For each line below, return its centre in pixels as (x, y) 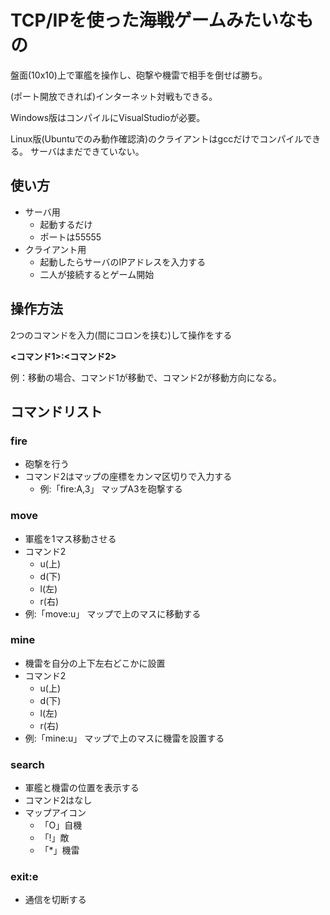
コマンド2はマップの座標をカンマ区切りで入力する (128, 477)
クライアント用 (55, 249)
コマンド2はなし (58, 800)
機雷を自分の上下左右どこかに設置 (95, 663)
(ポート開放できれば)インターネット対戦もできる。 (114, 96)
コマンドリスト (56, 411)
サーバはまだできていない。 (87, 151)
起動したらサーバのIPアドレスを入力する (123, 262)
